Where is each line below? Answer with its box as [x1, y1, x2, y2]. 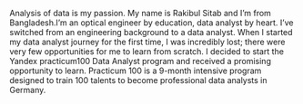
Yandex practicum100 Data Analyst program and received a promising [9, 56, 271, 66]
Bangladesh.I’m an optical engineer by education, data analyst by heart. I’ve [9, 17, 294, 28]
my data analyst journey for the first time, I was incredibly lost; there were [9, 36, 286, 47]
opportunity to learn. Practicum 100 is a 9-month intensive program [9, 65, 262, 76]
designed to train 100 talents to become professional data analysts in [9, 75, 268, 85]
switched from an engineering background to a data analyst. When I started [9, 27, 293, 37]
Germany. [9, 85, 46, 95]
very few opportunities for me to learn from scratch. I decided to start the [9, 46, 285, 57]
